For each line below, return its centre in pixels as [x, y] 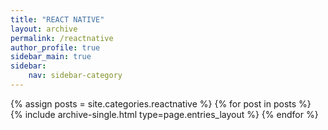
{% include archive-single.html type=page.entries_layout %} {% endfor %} [164, 114]
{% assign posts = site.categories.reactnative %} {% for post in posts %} [161, 103]
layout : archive [44, 29]
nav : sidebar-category [75, 76]
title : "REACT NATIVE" [57, 19]
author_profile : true [55, 47]
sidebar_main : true [51, 57]
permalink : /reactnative [62, 38]
